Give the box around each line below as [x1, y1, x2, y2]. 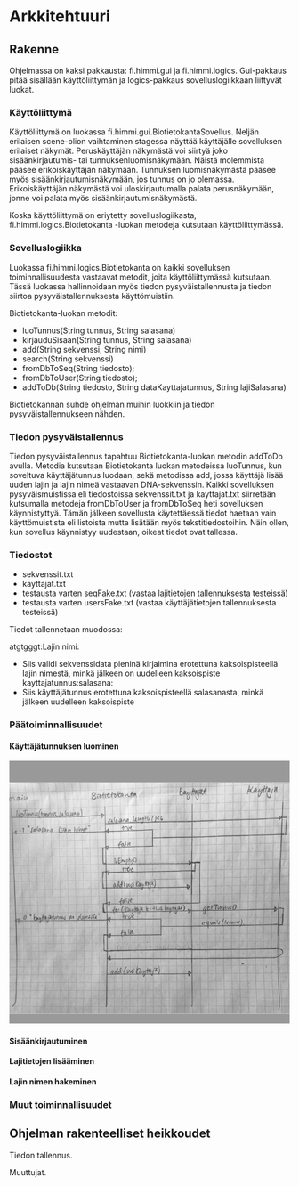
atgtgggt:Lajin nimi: [9, 641, 80, 652]
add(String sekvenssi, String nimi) [21, 344, 147, 354]
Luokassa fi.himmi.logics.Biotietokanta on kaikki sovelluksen [9, 262, 230, 272]
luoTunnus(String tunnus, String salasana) [21, 325, 176, 336]
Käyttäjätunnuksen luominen [9, 741, 119, 751]
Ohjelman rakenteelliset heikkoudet [9, 1126, 211, 1141]
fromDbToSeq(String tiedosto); [21, 362, 135, 373]
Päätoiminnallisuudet [9, 719, 103, 731]
